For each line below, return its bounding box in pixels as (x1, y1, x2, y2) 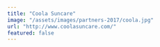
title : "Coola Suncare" (7, 10, 77, 17)
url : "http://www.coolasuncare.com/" (7, 23, 117, 30)
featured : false (7, 29, 54, 37)
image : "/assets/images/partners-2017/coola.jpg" (7, 17, 154, 23)
